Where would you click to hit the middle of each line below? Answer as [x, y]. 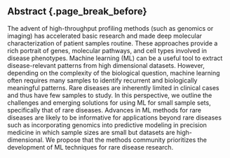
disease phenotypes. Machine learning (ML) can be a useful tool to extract [115, 58]
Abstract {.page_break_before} [77, 12]
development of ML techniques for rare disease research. [90, 147]
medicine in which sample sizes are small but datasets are [91, 132]
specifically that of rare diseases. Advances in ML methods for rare [104, 110]
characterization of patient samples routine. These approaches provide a [113, 43]
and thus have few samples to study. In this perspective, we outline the [110, 95]
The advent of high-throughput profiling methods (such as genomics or [110, 28]
